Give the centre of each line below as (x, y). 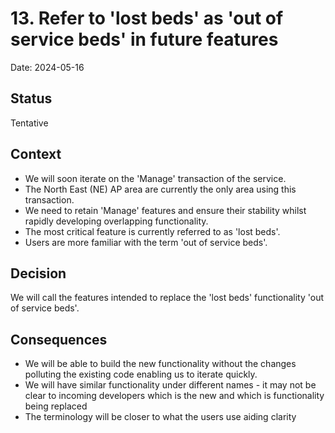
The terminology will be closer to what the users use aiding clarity (160, 417)
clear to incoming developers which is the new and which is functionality (174, 396)
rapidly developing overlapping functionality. (116, 221)
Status (31, 98)
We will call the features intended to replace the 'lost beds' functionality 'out (167, 298)
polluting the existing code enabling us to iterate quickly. (141, 374)
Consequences (59, 339)
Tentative (29, 123)
